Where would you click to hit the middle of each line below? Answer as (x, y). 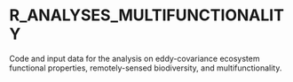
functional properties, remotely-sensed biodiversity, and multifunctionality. (146, 68)
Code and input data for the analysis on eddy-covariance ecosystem (135, 58)
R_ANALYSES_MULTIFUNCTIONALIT (146, 15)
